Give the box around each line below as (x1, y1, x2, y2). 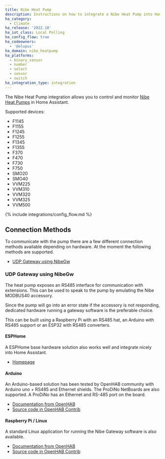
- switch (9, 76, 27, 81)
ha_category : (5, 16, 32, 21)
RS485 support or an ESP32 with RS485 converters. (5, 322, 110, 328)
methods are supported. (5, 249, 54, 255)
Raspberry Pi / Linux (5, 418, 48, 424)
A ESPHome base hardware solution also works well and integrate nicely (5, 344, 152, 350)
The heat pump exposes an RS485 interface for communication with (5, 282, 143, 288)
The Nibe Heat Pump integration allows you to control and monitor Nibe (5, 94, 150, 100)
